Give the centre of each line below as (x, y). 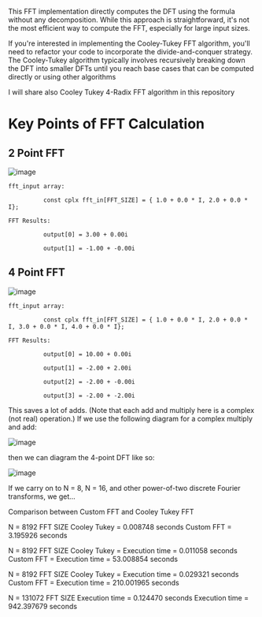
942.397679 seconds (42, 606)
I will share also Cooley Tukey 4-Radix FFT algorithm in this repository (122, 92)
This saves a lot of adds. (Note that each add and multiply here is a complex (131, 410)
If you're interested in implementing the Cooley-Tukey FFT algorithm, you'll (129, 43)
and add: (22, 427)
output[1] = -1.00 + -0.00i (89, 248)
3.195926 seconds (38, 535)
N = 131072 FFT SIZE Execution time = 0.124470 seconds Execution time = (129, 597)
